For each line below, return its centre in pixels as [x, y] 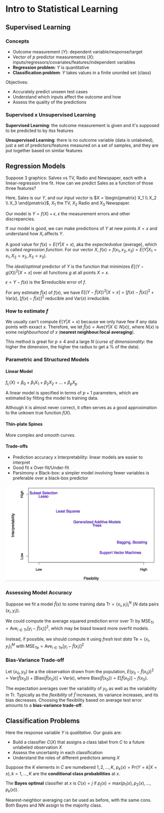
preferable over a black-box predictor [50, 478]
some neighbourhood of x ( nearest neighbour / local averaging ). [70, 332]
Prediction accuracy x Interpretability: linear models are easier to [78, 457]
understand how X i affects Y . [35, 234]
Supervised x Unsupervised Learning [51, 115]
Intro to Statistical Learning [62, 9]
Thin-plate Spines [24, 424]
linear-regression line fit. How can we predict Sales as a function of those [79, 183]
